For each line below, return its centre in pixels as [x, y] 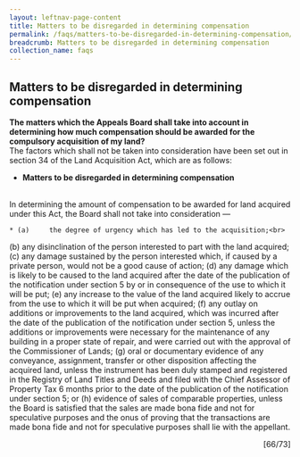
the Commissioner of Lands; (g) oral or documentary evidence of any [137, 351]
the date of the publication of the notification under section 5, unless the [142, 322]
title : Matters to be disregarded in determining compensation [129, 26]
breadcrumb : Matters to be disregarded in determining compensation [139, 42]
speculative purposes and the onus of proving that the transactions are [140, 417]
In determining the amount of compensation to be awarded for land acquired [150, 204]
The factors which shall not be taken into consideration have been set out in [149, 150]
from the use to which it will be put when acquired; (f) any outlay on [134, 303]
